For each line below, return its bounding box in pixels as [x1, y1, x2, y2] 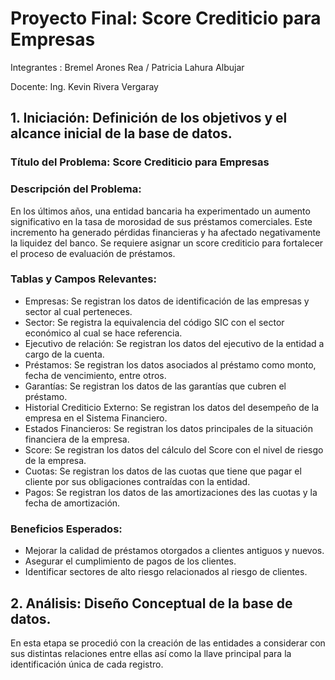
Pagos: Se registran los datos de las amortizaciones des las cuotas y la [24, 486, 318, 498]
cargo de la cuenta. [24, 348, 105, 360]
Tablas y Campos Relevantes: [10, 272, 157, 286]
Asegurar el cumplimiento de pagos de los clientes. [24, 555, 237, 567]
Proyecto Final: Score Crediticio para [10, 7, 322, 30]
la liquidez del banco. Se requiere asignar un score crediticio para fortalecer [10, 237, 324, 249]
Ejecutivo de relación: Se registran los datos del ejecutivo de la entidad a [24, 337, 325, 349]
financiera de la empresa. [24, 433, 130, 445]
